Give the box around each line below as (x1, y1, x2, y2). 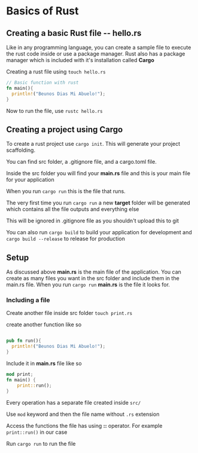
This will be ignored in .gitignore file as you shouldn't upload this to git (6, 217, 179, 225)
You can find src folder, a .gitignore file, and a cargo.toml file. (6, 158, 157, 166)
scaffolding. (6, 146, 36, 154)
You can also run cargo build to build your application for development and (6, 229, 193, 236)
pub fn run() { (6, 338, 42, 344)
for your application (6, 176, 55, 183)
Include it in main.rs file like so (6, 360, 82, 367)
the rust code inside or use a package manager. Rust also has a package (6, 50, 185, 57)
